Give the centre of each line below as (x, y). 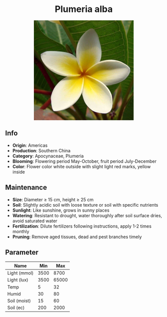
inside (18, 172)
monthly (21, 231)
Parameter (22, 252)
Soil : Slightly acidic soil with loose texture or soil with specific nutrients (85, 205)
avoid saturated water (35, 221)
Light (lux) (18, 280)
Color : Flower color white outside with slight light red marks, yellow (82, 166)
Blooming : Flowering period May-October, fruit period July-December (84, 161)
